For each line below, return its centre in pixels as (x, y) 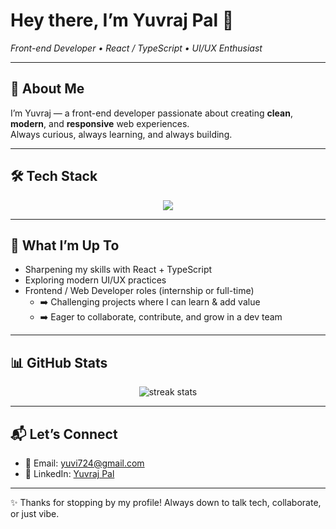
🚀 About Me (47, 89)
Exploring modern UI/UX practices (95, 280)
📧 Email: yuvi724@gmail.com (84, 463)
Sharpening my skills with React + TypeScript (118, 270)
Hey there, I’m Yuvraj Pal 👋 (122, 20)
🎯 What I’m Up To (65, 245)
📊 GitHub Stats (59, 362)
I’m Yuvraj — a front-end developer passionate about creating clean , (151, 113)
